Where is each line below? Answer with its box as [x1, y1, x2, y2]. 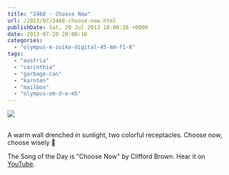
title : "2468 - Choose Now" [7, 10, 91, 18]
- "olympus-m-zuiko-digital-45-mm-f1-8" [14, 44, 136, 51]
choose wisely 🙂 [7, 139, 56, 147]
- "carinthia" [14, 64, 56, 71]
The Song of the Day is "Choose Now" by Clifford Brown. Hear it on [7, 152, 205, 161]
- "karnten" [14, 76, 50, 84]
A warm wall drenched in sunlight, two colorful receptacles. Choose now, [7, 131, 223, 139]
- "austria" [14, 57, 50, 64]
